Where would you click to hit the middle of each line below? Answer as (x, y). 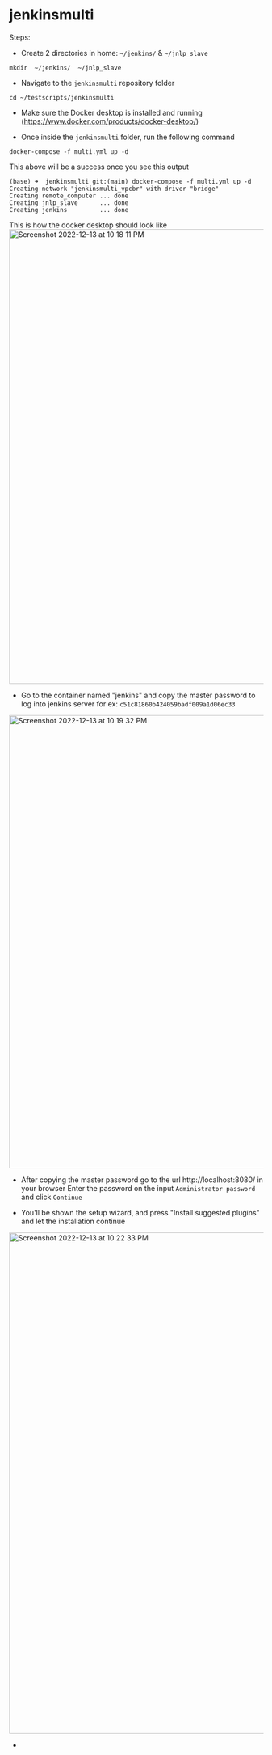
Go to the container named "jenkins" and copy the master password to (138, 695)
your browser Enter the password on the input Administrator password (138, 1188)
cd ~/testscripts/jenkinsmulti (62, 97)
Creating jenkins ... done (69, 210)
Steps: (20, 37)
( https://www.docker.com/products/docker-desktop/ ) (110, 121)
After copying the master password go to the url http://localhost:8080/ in (142, 1180)
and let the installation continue (73, 1221)
